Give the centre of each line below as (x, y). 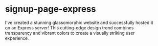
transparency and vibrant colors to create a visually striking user (70, 33)
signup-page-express (51, 9)
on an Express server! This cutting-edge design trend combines (69, 27)
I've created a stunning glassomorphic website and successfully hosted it (79, 23)
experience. (17, 38)
